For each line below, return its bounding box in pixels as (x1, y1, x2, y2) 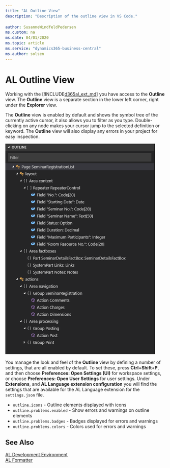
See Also (5, 438, 34, 447)
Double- (135, 117, 153, 123)
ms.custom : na (5, 30, 36, 35)
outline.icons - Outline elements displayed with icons (12, 402, 127, 408)
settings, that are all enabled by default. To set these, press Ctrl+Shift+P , (5, 364, 159, 370)
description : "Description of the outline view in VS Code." (5, 13, 138, 19)
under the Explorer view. (5, 102, 58, 108)
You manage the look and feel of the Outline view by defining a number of (5, 359, 161, 365)
